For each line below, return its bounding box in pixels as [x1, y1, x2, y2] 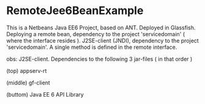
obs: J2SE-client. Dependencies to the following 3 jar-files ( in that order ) [6, 55, 193, 62]
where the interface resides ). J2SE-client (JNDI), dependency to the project [6, 37, 199, 44]
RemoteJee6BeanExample [6, 4, 144, 18]
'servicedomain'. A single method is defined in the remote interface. [6, 43, 177, 51]
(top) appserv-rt [6, 67, 47, 74]
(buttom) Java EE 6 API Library [6, 91, 84, 98]
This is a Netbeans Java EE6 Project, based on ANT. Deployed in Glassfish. [6, 24, 196, 31]
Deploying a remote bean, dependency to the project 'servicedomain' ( [6, 30, 185, 37]
